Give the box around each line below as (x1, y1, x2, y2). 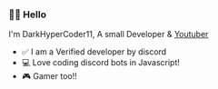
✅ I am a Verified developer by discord (21, 46, 167, 57)
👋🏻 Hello (8, 8, 47, 21)
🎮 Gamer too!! (21, 71, 78, 82)
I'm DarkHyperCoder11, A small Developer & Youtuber (8, 29, 209, 40)
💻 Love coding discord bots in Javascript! (21, 57, 181, 68)
